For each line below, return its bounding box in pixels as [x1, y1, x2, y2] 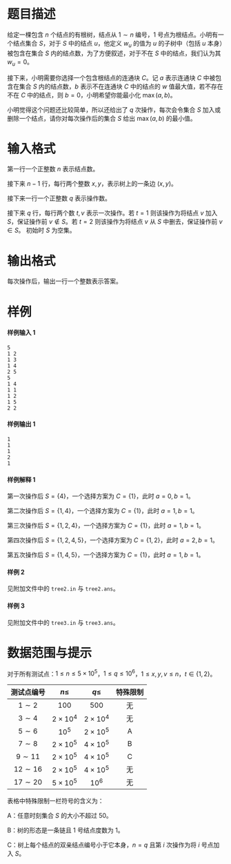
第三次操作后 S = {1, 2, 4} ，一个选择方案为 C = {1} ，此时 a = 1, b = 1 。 [7, 521, 205, 530]
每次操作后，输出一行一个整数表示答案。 [7, 277, 122, 285]
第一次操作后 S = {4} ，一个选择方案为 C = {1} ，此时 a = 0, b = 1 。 [7, 492, 194, 501]
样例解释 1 [7, 475, 36, 483]
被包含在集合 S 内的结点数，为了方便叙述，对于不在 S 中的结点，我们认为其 [7, 49, 221, 57]
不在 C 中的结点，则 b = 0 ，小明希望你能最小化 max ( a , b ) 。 [7, 90, 177, 99]
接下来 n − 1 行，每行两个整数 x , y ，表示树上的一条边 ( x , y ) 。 [7, 180, 177, 188]
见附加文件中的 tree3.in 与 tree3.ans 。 [7, 618, 119, 626]
